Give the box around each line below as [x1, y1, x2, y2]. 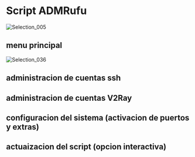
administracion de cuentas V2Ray [6, 93, 132, 103]
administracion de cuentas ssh [6, 73, 121, 83]
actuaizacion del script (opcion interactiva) [6, 142, 167, 152]
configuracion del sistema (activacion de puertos [6, 112, 190, 122]
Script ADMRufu [6, 4, 87, 18]
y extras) [6, 122, 40, 132]
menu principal [6, 40, 63, 50]
